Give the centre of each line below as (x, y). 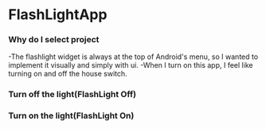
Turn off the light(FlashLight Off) (72, 95)
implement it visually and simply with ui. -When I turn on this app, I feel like (131, 65)
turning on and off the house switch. (68, 74)
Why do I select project (54, 40)
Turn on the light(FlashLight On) (71, 115)
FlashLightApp (58, 15)
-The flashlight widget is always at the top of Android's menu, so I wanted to (133, 57)
